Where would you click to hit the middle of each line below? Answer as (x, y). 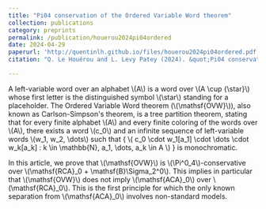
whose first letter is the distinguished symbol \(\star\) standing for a (118, 97)
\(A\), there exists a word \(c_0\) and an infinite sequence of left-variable (126, 130)
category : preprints (42, 30)
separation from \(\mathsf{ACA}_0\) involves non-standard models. (118, 196)
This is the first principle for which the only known (153, 188)
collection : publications (51, 23)
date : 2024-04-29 (37, 45)
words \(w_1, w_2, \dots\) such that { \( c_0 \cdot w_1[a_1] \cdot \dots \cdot (129, 139)
